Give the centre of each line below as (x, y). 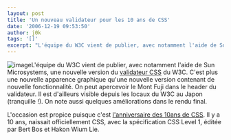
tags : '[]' (23, 39)
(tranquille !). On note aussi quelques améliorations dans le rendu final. (107, 101)
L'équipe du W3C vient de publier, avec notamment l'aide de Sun (123, 65)
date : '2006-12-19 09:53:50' (49, 26)
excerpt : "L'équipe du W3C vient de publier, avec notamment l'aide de (112, 45)
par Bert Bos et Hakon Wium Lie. (53, 129)
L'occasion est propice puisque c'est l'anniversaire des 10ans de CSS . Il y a (113, 115)
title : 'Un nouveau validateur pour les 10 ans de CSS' (89, 20)
